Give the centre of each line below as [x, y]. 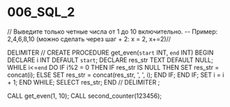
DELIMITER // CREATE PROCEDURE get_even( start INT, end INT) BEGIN [110, 52]
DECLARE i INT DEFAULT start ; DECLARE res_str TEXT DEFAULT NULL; [110, 59]
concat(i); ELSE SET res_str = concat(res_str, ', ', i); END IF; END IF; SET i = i [116, 75]
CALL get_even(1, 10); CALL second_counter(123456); [85, 96]
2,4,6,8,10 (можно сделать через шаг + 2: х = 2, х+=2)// [89, 38]
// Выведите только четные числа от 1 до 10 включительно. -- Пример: [113, 31]
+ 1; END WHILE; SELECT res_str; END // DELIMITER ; [84, 82]
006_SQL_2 [41, 12]
